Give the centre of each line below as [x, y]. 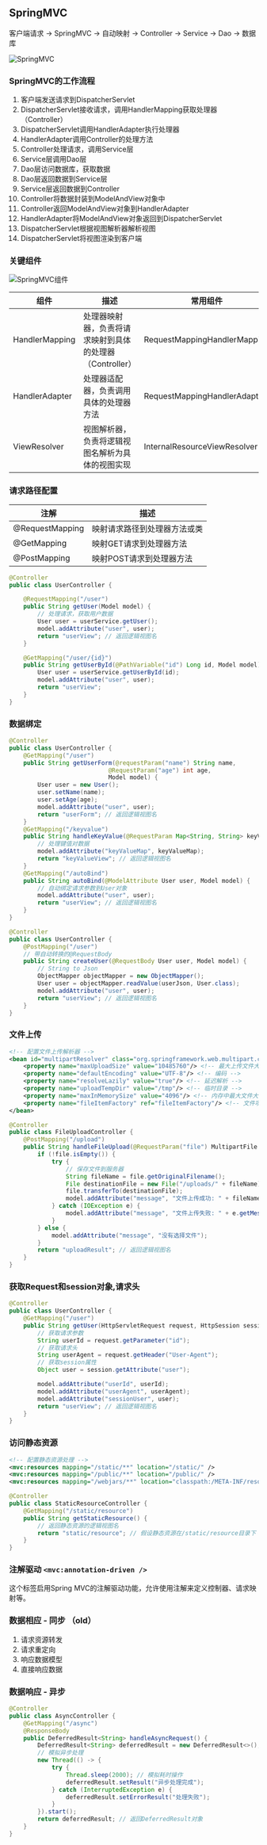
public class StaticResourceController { [78, 1504]
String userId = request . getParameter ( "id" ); [114, 1340]
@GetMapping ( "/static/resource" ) [78, 1511]
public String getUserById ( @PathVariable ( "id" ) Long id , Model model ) [142, 665]
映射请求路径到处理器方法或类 [147, 529]
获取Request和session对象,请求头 [74, 1286]
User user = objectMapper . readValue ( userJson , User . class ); [139, 984]
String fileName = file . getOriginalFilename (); [145, 1176]
